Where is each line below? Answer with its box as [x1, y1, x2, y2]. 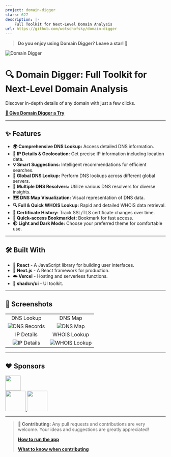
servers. [12, 178, 31, 184]
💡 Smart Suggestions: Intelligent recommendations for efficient [12, 161, 147, 167]
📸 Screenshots [5, 300, 53, 308]
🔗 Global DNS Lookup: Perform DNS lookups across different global [12, 173, 155, 179]
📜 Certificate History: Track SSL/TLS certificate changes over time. [12, 209, 155, 215]
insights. [12, 189, 31, 195]
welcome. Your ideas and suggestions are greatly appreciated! [17, 426, 149, 433]
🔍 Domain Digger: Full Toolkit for [5, 69, 147, 80]
